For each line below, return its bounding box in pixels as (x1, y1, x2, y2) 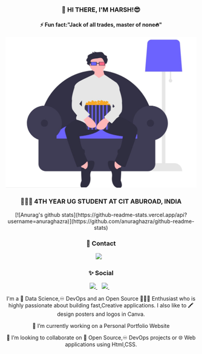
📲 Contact (86, 239, 116, 247)
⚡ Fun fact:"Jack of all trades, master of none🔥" (39, 21, 163, 28)
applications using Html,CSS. (65, 341, 137, 348)
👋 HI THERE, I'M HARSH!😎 (62, 5, 140, 14)
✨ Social (88, 269, 114, 277)
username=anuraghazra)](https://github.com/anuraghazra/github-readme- (7, 218, 195, 225)
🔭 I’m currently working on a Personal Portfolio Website (32, 322, 170, 330)
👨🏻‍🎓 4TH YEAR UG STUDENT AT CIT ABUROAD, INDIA (20, 197, 182, 205)
